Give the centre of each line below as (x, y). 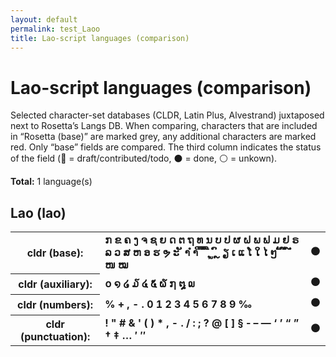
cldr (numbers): (55, 304)
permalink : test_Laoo (55, 29)
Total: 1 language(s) (51, 182)
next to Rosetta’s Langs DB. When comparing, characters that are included (164, 126)
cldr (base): (55, 253)
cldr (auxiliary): (55, 284)
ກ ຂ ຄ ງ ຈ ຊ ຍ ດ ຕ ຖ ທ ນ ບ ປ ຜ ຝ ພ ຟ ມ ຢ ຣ (202, 240)
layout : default (44, 19)
